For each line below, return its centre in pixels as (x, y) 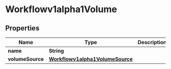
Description (152, 42)
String (56, 51)
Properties (22, 28)
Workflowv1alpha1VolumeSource (91, 59)
